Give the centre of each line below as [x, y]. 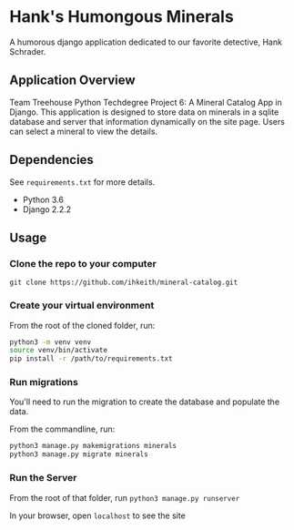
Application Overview [72, 81]
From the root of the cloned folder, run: [82, 325]
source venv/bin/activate [58, 351]
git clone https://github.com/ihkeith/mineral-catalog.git [124, 283]
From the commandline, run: [62, 429]
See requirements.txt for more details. [82, 182]
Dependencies [51, 160]
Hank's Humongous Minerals [122, 17]
